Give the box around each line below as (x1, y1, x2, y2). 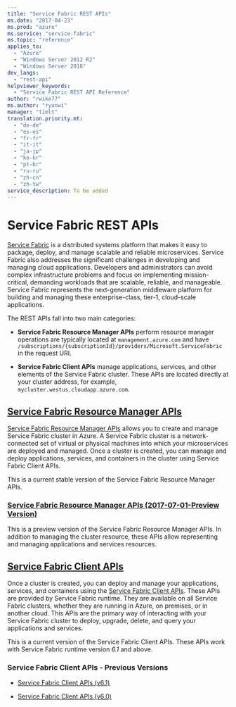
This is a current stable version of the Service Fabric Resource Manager (7, 475, 216, 483)
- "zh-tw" (13, 180, 42, 187)
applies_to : (7, 43, 42, 50)
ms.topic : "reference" (7, 37, 74, 44)
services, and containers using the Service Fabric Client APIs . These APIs (7, 587, 221, 595)
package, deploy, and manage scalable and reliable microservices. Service (7, 248, 224, 257)
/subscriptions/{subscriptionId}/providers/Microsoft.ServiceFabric (17, 343, 223, 350)
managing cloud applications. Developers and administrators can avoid (7, 263, 213, 272)
